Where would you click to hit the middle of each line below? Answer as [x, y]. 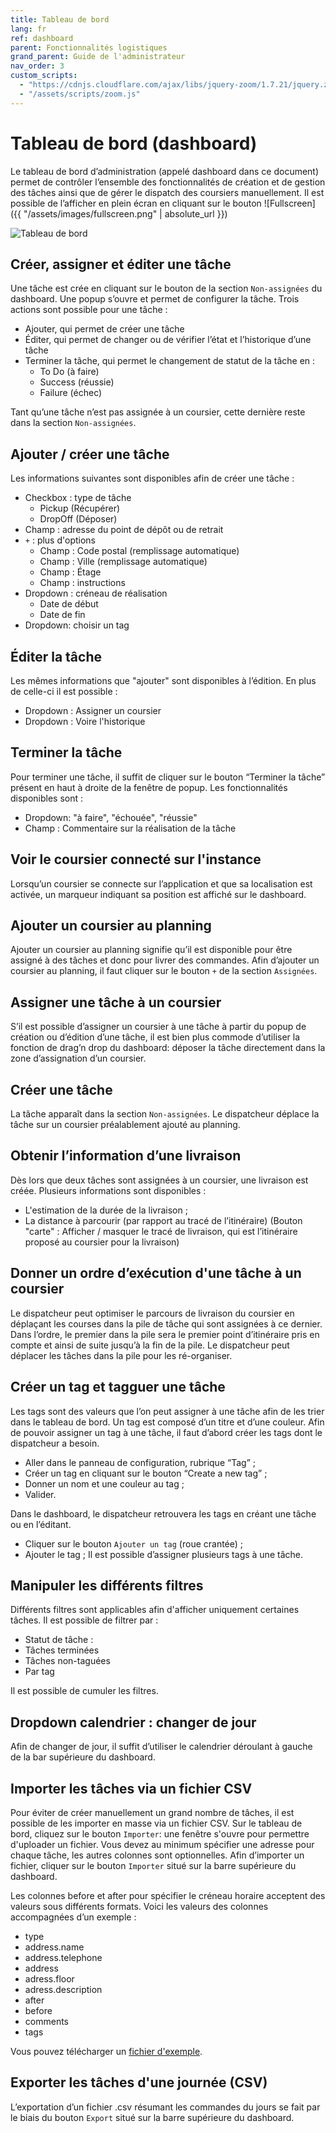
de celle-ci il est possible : [64, 691]
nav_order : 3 [37, 66]
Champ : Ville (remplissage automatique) [123, 562]
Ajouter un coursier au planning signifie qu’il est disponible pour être [151, 950]
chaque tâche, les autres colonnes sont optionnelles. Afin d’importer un [157, 1855]
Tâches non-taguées [67, 1661]
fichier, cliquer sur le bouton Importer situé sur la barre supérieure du [153, 1865]
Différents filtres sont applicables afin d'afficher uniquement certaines [155, 1610]
